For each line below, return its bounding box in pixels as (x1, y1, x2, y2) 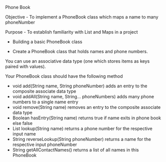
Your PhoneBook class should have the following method (5, 73, 123, 79)
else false (12, 120, 33, 126)
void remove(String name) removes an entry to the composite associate (12, 104, 161, 110)
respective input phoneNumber (12, 141, 77, 147)
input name (12, 131, 36, 137)
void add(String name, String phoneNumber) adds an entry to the (12, 83, 147, 89)
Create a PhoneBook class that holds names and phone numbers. (12, 49, 148, 54)
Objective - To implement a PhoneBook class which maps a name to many (5, 14, 159, 20)
